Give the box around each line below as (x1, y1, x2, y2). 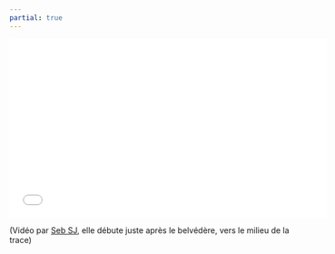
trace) (9, 234, 32, 245)
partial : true (9, 13, 64, 23)
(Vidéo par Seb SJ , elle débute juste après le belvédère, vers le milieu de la (9, 224, 290, 236)
